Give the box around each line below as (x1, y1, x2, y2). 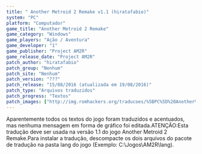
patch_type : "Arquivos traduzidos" (6, 88, 96, 94)
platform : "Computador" (6, 20, 66, 26)
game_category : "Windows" (6, 31, 71, 37)
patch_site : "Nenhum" (6, 71, 61, 77)
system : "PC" (6, 14, 39, 21)
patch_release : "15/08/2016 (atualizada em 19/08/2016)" (6, 82, 152, 88)
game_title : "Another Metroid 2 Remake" (6, 25, 109, 32)
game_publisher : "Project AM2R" (6, 48, 87, 54)
